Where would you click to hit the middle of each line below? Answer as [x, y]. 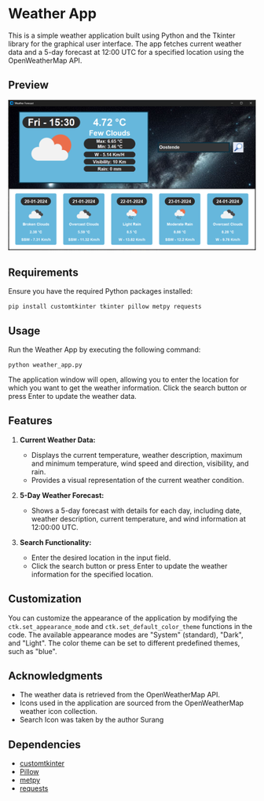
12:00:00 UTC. [55, 527]
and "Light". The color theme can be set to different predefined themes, [124, 643]
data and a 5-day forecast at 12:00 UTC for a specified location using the [126, 52]
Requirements [43, 272]
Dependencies [44, 744]
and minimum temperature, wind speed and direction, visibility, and [140, 463]
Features [30, 421]
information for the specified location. [92, 574]
